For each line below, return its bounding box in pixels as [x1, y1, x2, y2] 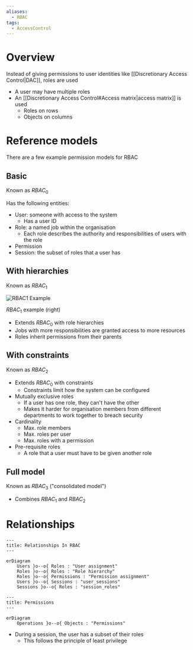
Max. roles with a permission [23, 437, 94, 444]
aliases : [6, 8, 28, 15]
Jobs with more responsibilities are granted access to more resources [14, 327, 185, 334]
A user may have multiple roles [14, 88, 91, 95]
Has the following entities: [6, 199, 70, 206]
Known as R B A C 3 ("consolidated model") [6, 483, 107, 491]
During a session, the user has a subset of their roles [14, 630, 144, 638]
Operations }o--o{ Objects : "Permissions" [17, 620, 126, 626]
